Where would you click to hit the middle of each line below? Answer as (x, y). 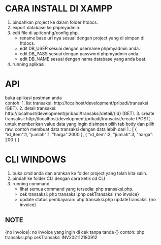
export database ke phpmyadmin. (46, 27)
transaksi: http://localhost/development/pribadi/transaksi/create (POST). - (80, 118)
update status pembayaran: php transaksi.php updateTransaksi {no (88, 199)
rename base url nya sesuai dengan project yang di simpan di (82, 38)
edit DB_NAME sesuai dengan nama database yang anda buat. (83, 59)
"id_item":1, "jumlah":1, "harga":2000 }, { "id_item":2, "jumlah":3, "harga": (79, 134)
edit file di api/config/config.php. (46, 33)
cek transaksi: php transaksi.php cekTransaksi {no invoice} (79, 194)
